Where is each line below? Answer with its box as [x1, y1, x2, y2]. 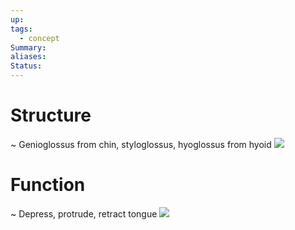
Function [10, 174, 86, 196]
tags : [10, 24, 33, 34]
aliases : [10, 52, 47, 62]
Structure [10, 104, 92, 127]
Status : [10, 61, 43, 71]
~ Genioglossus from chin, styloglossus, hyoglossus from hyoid [10, 138, 272, 150]
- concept [19, 33, 60, 43]
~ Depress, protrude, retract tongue [10, 207, 158, 220]
